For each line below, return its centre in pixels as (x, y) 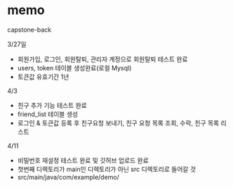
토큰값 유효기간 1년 (43, 77)
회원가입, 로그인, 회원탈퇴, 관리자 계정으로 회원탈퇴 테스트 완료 (102, 59)
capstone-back (29, 30)
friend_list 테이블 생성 (48, 114)
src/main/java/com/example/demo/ (68, 177)
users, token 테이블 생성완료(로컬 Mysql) (74, 68)
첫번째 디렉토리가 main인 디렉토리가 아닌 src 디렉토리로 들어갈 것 (107, 169)
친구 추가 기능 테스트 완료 (52, 105)
